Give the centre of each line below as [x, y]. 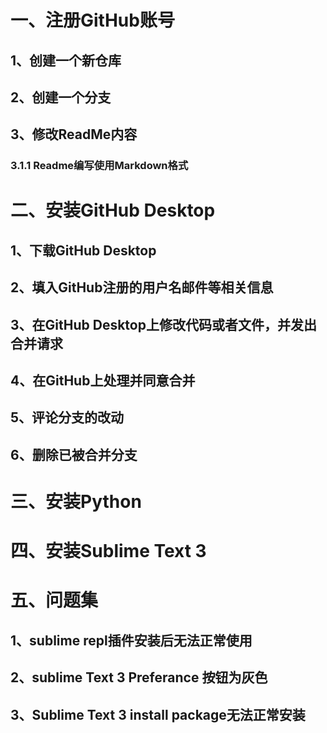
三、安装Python [76, 502]
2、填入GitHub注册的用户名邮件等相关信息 [142, 287]
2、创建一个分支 [61, 97]
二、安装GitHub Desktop [113, 210]
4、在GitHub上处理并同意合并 [103, 381]
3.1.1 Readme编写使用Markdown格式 [99, 166]
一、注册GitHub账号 [92, 20]
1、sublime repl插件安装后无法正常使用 [131, 640]
